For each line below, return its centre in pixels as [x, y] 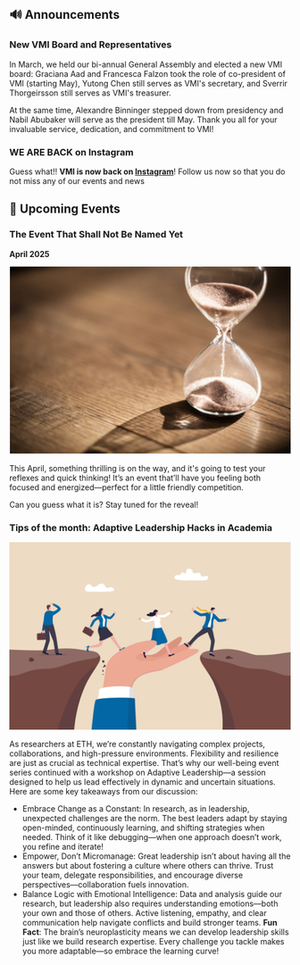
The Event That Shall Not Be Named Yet [96, 235]
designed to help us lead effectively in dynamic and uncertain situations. [142, 782]
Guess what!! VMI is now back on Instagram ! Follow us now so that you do [147, 171]
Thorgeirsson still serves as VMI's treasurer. [90, 93]
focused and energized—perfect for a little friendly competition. [126, 487]
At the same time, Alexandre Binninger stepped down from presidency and [146, 110]
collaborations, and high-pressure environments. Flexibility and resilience [144, 753]
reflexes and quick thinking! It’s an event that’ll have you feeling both [135, 478]
